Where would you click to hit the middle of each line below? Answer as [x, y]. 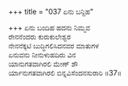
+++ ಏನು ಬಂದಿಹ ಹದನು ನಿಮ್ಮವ [50, 28]
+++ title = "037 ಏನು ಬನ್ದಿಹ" [51, 12]
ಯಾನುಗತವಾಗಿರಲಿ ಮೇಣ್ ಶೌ [43, 64]
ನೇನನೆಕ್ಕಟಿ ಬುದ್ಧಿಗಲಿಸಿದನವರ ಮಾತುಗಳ [54, 46]
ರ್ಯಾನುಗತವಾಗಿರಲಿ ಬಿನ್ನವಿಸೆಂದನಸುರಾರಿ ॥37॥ [65, 73]
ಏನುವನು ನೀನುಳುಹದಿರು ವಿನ [42, 55]
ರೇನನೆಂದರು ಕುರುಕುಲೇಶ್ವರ [39, 37]
